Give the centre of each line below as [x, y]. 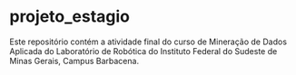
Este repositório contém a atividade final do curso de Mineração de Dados [148, 42]
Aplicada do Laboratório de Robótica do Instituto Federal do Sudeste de [143, 51]
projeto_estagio [69, 17]
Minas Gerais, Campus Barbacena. [74, 61]
